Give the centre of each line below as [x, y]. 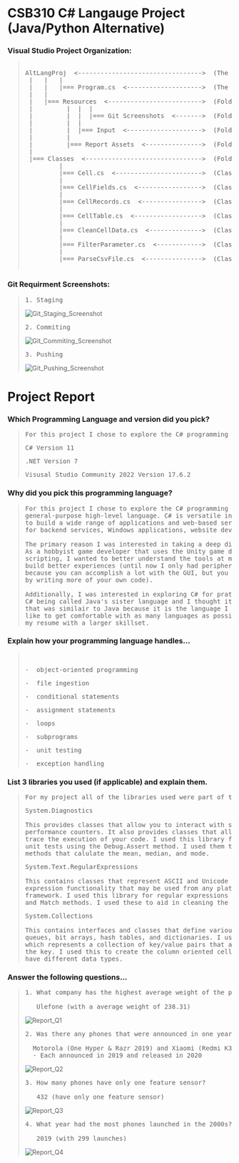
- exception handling [65, 763]
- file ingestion [57, 683]
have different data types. [74, 959]
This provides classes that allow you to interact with [124, 825]
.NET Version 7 [51, 461]
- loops [40, 723]
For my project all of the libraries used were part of [124, 797]
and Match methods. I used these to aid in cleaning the [126, 903]
